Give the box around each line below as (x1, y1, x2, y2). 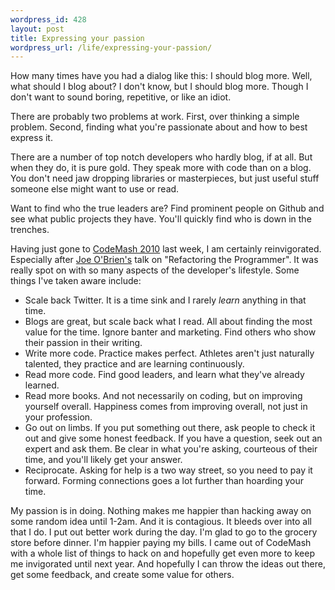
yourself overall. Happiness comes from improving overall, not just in (24, 401, 308, 413)
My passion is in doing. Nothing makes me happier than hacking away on (10, 505, 312, 517)
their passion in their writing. (24, 337, 143, 349)
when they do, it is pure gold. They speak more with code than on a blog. (10, 162, 312, 174)
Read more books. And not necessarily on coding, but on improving (24, 390, 303, 402)
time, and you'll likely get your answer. (24, 454, 183, 466)
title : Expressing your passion (10, 33, 145, 43)
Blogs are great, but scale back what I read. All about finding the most (24, 316, 313, 328)
